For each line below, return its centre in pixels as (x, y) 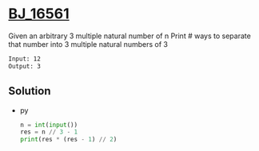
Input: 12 (25, 59)
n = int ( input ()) (49, 125)
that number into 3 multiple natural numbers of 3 (88, 44)
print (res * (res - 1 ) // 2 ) (68, 140)
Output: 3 (25, 66)
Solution (30, 91)
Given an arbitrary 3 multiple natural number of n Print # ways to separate (130, 36)
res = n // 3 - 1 (49, 132)
